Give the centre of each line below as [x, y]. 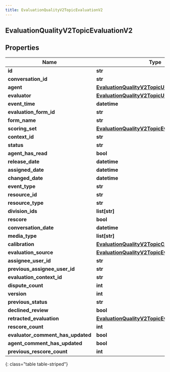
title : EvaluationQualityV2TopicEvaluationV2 [54, 10]
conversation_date [31, 228]
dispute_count [26, 285]
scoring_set [22, 129]
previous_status [28, 302]
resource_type [26, 203]
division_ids [23, 211]
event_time [22, 104]
